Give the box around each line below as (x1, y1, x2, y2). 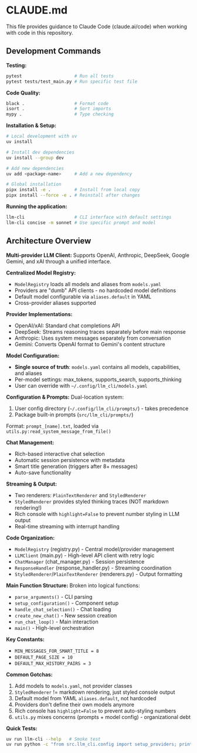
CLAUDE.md (6, 4, 68, 17)
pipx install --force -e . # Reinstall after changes (6, 192, 141, 198)
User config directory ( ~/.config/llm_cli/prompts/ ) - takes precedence (14, 405, 189, 412)
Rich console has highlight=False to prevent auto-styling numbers (14, 707, 176, 714)
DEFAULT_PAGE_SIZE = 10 (14, 654, 73, 660)
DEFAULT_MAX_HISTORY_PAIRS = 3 (14, 660, 91, 666)
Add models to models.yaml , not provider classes (14, 682, 133, 689)
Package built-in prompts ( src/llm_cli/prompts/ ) (14, 411, 134, 418)
